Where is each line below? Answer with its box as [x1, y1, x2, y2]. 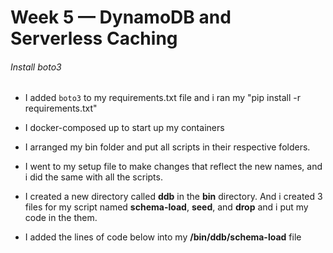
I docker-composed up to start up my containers [24, 122, 225, 134]
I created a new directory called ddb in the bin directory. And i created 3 [24, 191, 323, 203]
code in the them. [24, 212, 98, 224]
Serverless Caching [10, 27, 178, 50]
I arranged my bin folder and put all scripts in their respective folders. [24, 141, 311, 153]
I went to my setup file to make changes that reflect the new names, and [24, 161, 323, 173]
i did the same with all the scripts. [24, 171, 163, 183]
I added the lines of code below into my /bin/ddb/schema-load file [24, 231, 302, 243]
